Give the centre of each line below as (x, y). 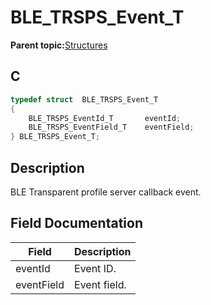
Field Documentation (76, 223)
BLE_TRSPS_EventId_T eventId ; (105, 118)
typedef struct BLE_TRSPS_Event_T (84, 99)
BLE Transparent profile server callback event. (106, 192)
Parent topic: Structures (59, 45)
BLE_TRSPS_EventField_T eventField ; (111, 127)
